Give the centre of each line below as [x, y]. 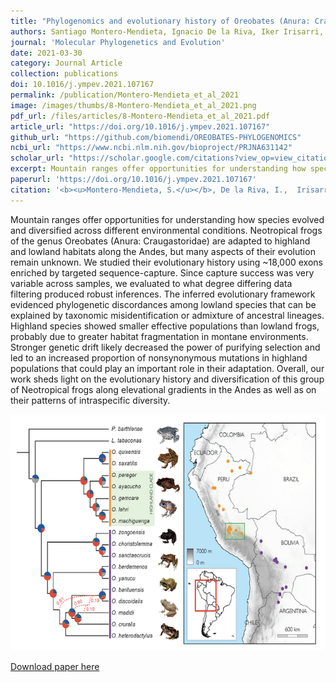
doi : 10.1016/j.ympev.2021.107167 [82, 85]
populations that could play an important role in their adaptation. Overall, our [167, 368]
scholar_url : [37, 158]
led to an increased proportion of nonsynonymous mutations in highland [159, 357]
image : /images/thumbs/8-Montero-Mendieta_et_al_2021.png [133, 105]
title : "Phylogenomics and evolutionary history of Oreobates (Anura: [160, 21]
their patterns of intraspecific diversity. [90, 400]
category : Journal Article [66, 63]
